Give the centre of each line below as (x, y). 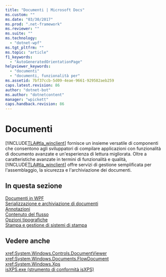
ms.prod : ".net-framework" (34, 24)
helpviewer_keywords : (28, 66)
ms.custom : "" (20, 15)
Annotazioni (18, 209)
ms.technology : (21, 38)
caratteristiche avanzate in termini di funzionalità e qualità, (66, 160)
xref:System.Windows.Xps (33, 264)
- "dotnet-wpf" (26, 43)
